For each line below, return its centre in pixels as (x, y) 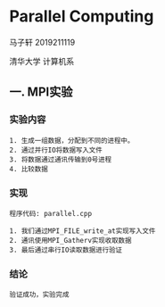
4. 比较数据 (29, 169)
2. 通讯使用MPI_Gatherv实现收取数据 (70, 240)
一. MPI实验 (41, 92)
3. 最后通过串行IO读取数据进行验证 (66, 250)
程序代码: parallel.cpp (50, 213)
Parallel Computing (82, 17)
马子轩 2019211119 (42, 42)
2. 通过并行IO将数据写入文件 (56, 150)
